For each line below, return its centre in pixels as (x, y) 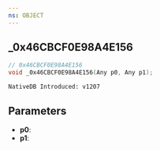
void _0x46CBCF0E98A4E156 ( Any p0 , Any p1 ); (81, 73)
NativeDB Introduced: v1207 (54, 87)
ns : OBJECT (26, 15)
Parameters (37, 111)
